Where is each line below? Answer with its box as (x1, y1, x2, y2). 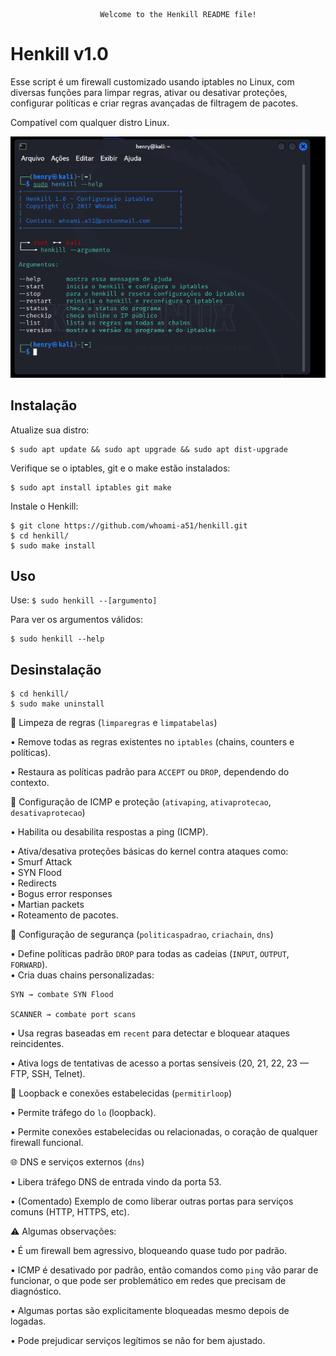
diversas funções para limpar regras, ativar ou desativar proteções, (10, 86, 288, 98)
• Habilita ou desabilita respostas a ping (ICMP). (10, 826, 209, 838)
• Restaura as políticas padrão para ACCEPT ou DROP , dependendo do (10, 766, 290, 778)
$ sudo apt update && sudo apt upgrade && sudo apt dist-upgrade (10, 444, 288, 454)
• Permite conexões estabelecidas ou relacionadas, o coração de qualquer (10, 1126, 318, 1138)
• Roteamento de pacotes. (10, 909, 119, 921)
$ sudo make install (10, 540, 97, 551)
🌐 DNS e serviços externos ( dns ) (10, 1156, 145, 1168)
